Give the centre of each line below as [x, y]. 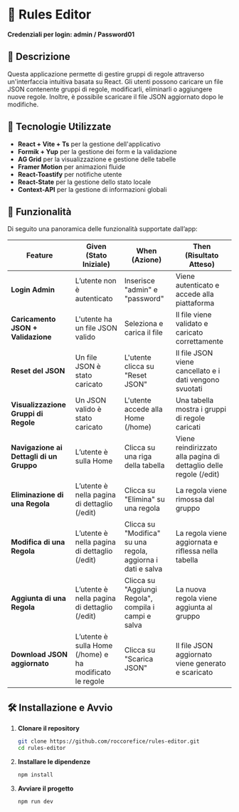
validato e [192, 324]
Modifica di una [38, 542]
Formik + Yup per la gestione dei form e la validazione [97, 151]
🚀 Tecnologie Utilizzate [59, 127]
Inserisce [139, 281]
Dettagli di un [34, 457]
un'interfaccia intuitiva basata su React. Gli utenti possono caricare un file [115, 81]
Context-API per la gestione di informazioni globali [92, 189]
